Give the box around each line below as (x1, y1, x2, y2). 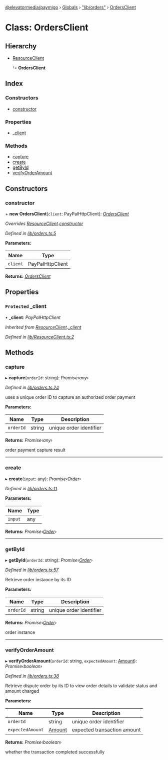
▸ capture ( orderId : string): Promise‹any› (5, 375, 89, 381)
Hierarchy (5, 42, 37, 50)
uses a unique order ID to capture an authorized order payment (5, 394, 135, 400)
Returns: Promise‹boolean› (5, 739, 62, 745)
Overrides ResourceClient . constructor (5, 221, 83, 227)
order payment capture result (5, 447, 66, 453)
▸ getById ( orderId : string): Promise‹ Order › (5, 557, 93, 563)
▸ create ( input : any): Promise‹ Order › (5, 476, 81, 482)
